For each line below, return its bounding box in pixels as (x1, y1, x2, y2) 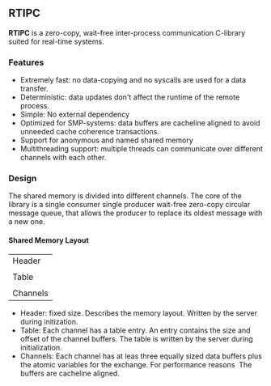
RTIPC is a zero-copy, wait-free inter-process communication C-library (8, 28, 246, 37)
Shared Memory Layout (8, 235, 89, 245)
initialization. (19, 342, 62, 352)
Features (8, 57, 44, 68)
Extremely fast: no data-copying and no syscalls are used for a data (19, 75, 247, 85)
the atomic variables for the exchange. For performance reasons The (19, 359, 252, 369)
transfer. (19, 84, 49, 94)
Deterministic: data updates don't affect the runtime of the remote (19, 92, 240, 102)
